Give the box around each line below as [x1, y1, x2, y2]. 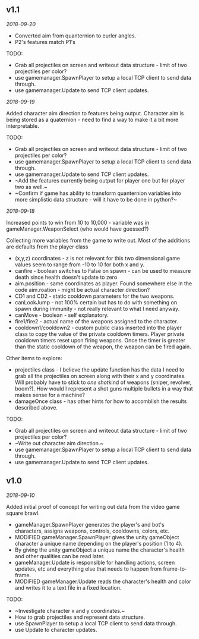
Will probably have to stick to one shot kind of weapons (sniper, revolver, [14, 379, 192, 386]
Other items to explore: [6, 354, 62, 361]
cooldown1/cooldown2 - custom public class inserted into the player [14, 324, 182, 331]
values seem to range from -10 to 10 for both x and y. [14, 261, 144, 268]
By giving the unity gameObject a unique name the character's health [14, 546, 185, 553]
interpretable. [6, 122, 40, 130]
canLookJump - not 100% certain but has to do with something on [14, 298, 177, 306]
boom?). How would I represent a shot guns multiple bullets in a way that [14, 385, 193, 392]
